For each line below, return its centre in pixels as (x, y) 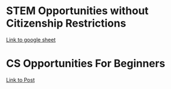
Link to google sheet (31, 39)
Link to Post (21, 80)
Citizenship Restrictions (66, 23)
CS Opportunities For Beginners (86, 64)
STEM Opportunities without (78, 11)
